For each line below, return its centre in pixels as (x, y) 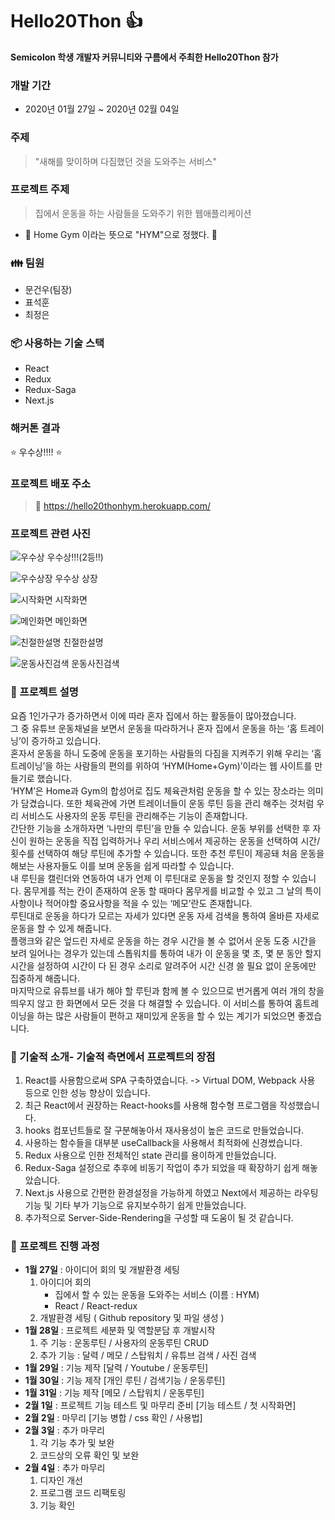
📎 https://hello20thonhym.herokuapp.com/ (122, 506)
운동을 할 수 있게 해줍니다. (61, 928)
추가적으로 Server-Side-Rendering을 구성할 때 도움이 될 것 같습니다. (159, 1217)
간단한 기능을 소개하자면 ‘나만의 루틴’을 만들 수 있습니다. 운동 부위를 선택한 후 (160, 828)
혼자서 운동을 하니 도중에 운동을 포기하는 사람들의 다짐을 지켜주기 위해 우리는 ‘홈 (166, 753)
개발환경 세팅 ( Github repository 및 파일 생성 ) (132, 1318)
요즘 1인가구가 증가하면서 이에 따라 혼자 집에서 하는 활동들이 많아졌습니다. (153, 715)
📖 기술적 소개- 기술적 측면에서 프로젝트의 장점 (113, 1056)
